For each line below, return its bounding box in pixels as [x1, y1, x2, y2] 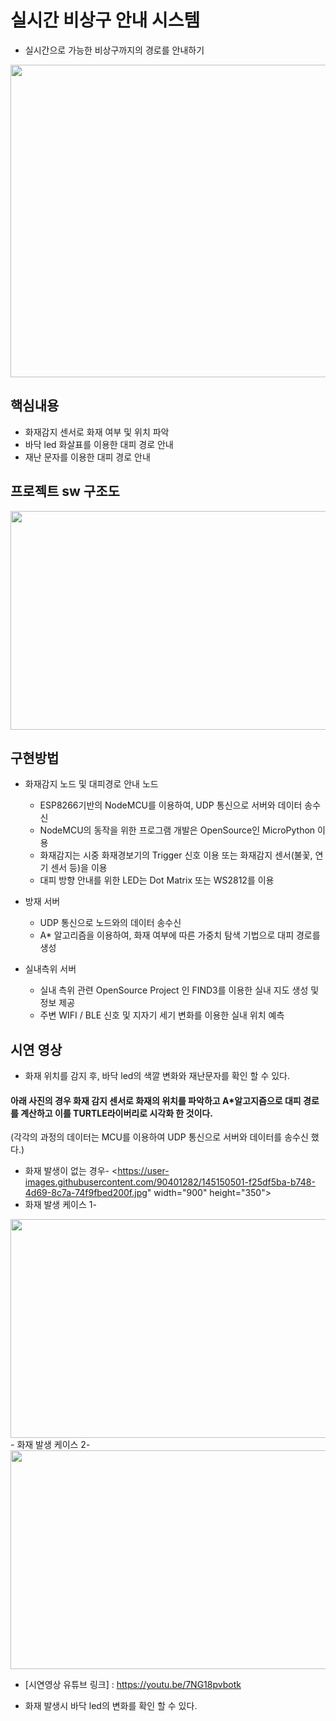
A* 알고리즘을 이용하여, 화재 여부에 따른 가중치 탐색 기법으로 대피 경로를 [39, 929, 321, 941]
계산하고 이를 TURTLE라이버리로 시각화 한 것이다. [20, 1107, 213, 1119]
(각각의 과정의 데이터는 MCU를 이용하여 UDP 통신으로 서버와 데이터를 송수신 [10, 1131, 309, 1143]
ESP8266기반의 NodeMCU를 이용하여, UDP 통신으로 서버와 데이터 [39, 799, 303, 811]
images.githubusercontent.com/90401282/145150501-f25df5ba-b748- [24, 1176, 316, 1188]
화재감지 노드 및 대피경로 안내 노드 [24, 778, 159, 790]
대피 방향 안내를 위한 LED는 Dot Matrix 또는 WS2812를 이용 [39, 874, 275, 886]
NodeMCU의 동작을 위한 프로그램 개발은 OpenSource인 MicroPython [39, 824, 316, 836]
